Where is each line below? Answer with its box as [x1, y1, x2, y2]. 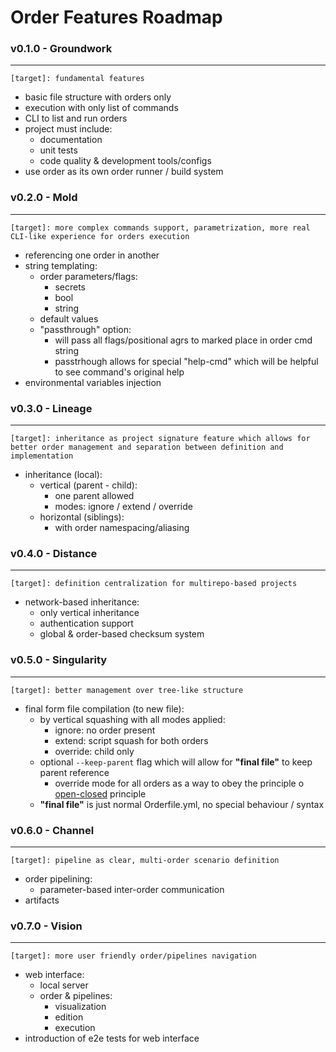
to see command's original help [54, 366, 185, 378]
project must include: [24, 123, 113, 135]
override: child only [54, 745, 135, 757]
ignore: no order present [54, 724, 156, 736]
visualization [54, 1001, 107, 1013]
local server [39, 979, 89, 991]
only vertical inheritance [39, 607, 140, 619]
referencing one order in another [24, 249, 160, 261]
